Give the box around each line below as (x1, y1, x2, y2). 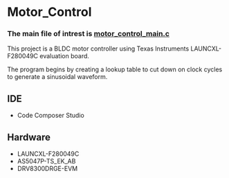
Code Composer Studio (17, 112, 84, 120)
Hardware (7, 131, 51, 143)
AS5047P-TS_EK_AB (17, 157, 76, 166)
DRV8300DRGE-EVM (17, 164, 78, 173)
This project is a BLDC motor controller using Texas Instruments (7, 44, 190, 53)
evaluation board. (39, 52, 90, 60)
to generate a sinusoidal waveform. (7, 73, 108, 81)
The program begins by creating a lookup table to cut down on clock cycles (7, 65, 223, 73)
